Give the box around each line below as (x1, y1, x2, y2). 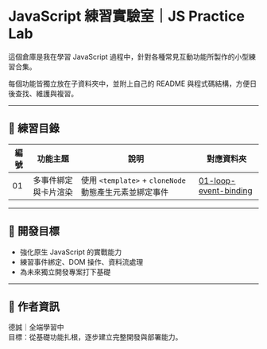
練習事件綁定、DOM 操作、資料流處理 (19, 257, 144, 266)
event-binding (198, 184, 253, 196)
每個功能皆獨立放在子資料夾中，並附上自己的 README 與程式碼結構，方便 (8, 79, 250, 88)
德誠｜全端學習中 (8, 323, 64, 332)
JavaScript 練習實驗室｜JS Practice (8, 7, 245, 25)
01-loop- (198, 175, 236, 186)
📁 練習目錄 (8, 122, 60, 135)
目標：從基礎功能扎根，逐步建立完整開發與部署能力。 (8, 332, 183, 342)
